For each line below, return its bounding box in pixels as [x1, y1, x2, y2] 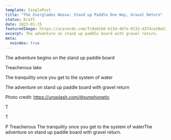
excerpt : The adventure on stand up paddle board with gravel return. [5, 31, 158, 36]
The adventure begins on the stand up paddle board [5, 54, 115, 61]
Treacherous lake [5, 64, 42, 70]
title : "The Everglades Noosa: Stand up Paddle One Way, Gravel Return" [5, 12, 163, 17]
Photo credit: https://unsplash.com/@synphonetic [5, 94, 110, 100]
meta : [5, 36, 17, 41]
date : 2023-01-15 [5, 21, 42, 27]
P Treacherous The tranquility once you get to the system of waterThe [5, 123, 153, 130]
